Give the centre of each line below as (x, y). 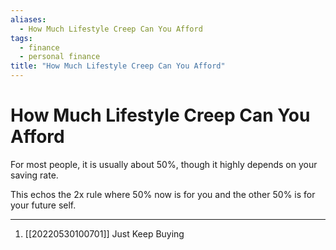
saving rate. (34, 175)
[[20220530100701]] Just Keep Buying (104, 233)
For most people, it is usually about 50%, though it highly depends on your (164, 164)
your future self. (43, 205)
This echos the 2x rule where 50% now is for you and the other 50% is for (163, 194)
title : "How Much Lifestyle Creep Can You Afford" (118, 66)
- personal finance (60, 57)
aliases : (28, 19)
